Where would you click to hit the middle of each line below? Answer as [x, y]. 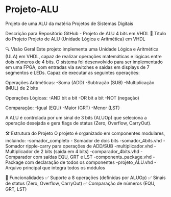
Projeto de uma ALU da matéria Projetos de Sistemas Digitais [69, 23]
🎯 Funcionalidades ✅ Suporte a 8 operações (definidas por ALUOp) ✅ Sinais [86, 178]
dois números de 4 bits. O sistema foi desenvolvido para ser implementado [84, 62]
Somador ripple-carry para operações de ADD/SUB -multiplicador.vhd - [81, 146]
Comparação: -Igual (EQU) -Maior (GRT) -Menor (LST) [63, 108]
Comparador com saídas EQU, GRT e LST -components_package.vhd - [80, 157]
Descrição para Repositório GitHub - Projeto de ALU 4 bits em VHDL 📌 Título [86, 33]
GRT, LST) [16, 189]
